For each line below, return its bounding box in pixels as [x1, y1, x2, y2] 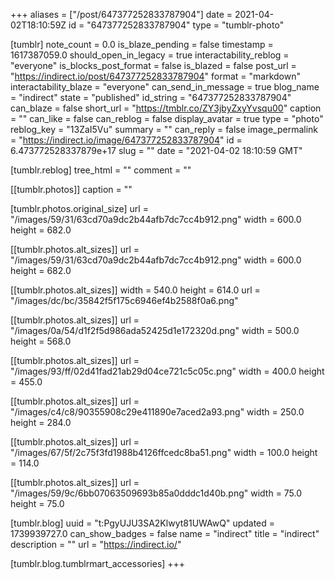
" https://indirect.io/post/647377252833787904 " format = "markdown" [10, 70, 301, 82]
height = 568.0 [10, 335, 72, 347]
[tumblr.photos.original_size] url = [10, 203, 149, 214]
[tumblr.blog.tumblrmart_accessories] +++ [10, 558, 186, 569]
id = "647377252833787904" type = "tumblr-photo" [68, 19, 285, 31]
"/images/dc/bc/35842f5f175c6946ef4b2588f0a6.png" [10, 295, 239, 306]
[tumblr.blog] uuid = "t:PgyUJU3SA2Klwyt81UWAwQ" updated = [10, 517, 276, 529]
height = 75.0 [10, 498, 65, 509]
